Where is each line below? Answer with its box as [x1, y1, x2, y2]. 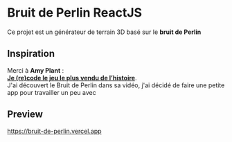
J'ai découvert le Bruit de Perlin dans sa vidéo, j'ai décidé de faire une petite [7, 81, 225, 89]
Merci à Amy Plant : [7, 66, 64, 74]
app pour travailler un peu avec [7, 88, 96, 96]
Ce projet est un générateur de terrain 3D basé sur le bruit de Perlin [7, 28, 202, 36]
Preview [7, 109, 44, 121]
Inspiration [7, 48, 55, 60]
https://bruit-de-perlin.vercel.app [7, 127, 102, 135]
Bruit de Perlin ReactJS [7, 5, 143, 21]
